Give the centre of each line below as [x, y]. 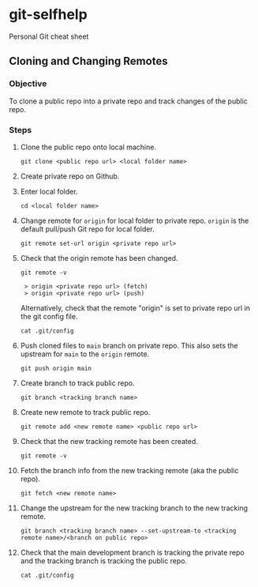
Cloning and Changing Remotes [88, 61]
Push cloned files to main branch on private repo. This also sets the [129, 345]
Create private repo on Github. [70, 176]
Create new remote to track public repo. [85, 412]
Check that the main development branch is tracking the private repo [132, 552]
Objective [28, 84]
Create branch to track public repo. [77, 383]
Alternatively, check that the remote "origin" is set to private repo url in [135, 308]
